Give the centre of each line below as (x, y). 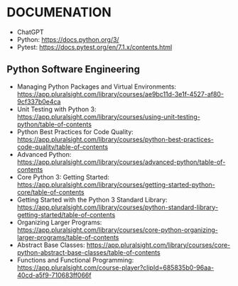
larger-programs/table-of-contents (68, 237)
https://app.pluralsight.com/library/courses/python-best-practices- (115, 139)
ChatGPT (30, 32)
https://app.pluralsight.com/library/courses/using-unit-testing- (108, 116)
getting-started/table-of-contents (66, 214)
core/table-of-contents (50, 192)
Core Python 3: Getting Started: (63, 177)
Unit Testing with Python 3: (56, 109)
